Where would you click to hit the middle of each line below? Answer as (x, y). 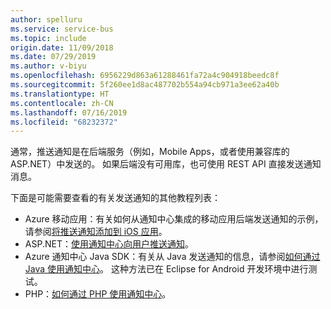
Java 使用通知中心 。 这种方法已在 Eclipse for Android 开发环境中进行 (166, 269)
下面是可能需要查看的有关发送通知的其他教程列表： (115, 198)
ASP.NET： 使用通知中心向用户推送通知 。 (109, 244)
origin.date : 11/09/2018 (62, 47)
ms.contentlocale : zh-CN (62, 103)
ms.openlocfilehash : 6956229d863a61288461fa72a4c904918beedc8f (145, 76)
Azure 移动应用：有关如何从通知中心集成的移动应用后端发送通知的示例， (174, 219)
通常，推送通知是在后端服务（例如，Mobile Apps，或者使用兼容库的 (150, 152)
